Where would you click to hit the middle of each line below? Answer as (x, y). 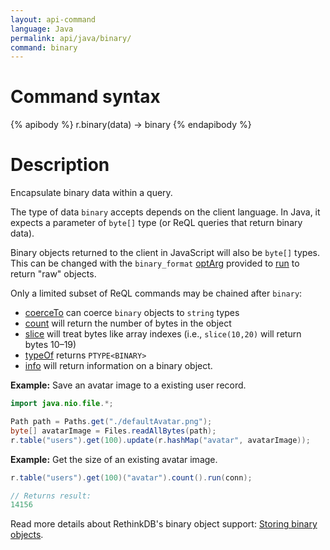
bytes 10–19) (50, 345)
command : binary (44, 47)
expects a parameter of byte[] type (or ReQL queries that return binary (156, 223)
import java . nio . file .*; (62, 404)
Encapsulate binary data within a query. (91, 193)
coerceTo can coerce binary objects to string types (132, 313)
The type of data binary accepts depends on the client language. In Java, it (165, 212)
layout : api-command (53, 19)
